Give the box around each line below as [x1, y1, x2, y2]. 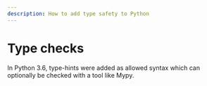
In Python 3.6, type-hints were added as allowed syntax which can [7, 64, 201, 72]
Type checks [7, 40, 84, 56]
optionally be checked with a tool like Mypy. [7, 71, 134, 79]
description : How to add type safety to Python [7, 10, 150, 17]
